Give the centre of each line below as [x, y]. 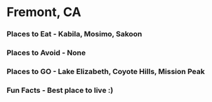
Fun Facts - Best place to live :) [60, 90]
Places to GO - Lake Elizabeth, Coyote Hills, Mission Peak [106, 71]
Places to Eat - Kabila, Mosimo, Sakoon [74, 34]
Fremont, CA [44, 12]
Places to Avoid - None [46, 53]
